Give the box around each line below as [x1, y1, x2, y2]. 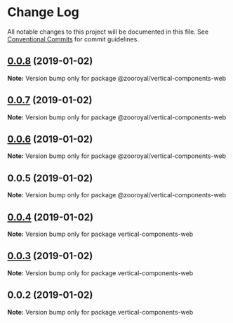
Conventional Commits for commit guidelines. [7, 34, 139, 43]
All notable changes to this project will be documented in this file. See [7, 27, 209, 36]
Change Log [7, 4, 79, 20]
